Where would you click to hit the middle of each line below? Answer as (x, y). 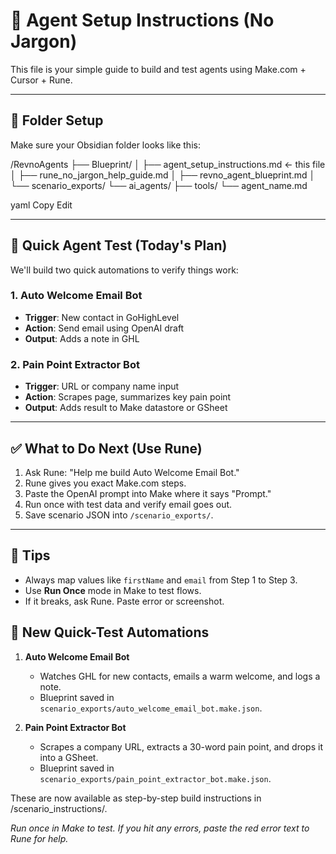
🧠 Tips (30, 555)
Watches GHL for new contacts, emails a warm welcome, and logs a (180, 676)
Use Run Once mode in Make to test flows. (113, 590)
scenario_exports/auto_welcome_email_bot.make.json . (151, 708)
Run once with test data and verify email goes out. (128, 504)
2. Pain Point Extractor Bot (75, 364)
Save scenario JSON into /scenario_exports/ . (119, 515)
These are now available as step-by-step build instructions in (136, 798)
